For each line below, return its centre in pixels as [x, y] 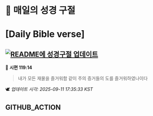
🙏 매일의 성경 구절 [40, 10]
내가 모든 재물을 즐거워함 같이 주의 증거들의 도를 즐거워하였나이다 [83, 78]
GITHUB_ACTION [33, 107]
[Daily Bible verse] [45, 34]
